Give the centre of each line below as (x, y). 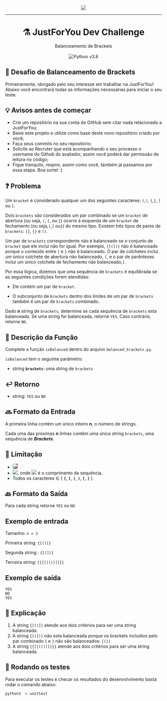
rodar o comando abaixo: (31, 684)
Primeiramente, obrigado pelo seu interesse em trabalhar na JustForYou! (80, 84)
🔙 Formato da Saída (37, 494)
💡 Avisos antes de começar (48, 111)
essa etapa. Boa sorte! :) (38, 170)
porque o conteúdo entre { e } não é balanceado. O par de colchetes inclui (82, 252)
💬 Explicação (26, 613)
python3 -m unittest (27, 694)
